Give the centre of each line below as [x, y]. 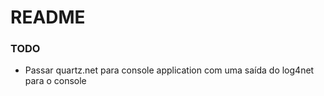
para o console [55, 81]
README [48, 17]
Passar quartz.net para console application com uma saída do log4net [169, 70]
